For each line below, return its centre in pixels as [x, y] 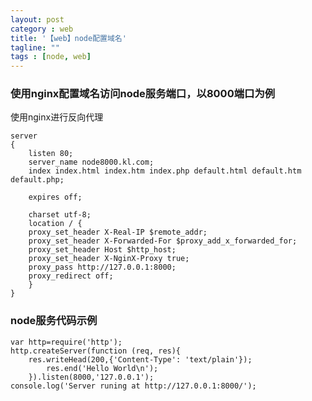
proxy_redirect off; [71, 276]
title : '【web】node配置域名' [68, 38]
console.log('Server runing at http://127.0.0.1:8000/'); [133, 386]
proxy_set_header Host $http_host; [102, 250]
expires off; [55, 197]
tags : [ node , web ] [51, 57]
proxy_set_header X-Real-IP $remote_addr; [118, 232]
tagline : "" [35, 47]
